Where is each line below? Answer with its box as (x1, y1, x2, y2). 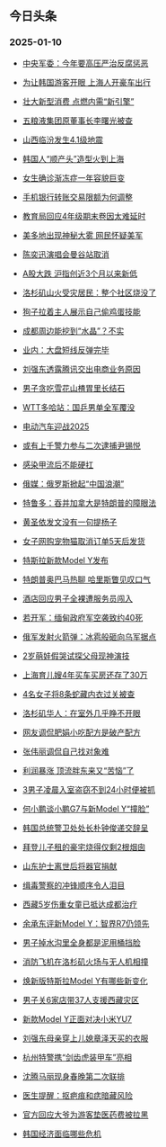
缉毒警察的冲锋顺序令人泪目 (22, 880, 126, 891)
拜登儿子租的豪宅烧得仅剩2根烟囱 (22, 841, 146, 852)
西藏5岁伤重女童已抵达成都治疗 (22, 899, 138, 910)
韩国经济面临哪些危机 (22, 1128, 101, 1139)
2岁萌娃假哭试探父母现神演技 (22, 650, 130, 661)
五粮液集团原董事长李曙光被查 (22, 115, 133, 126)
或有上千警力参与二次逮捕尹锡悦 (22, 440, 141, 451)
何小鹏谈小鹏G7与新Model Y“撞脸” (22, 803, 150, 814)
